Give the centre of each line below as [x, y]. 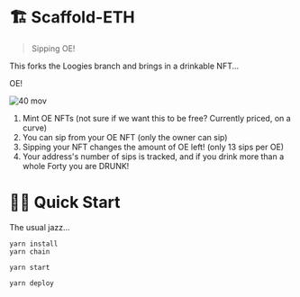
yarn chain [30, 252]
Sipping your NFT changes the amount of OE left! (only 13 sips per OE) [153, 147]
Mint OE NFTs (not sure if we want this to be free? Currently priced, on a [156, 118]
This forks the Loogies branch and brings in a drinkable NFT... [124, 66]
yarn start [30, 267]
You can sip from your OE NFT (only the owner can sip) [125, 137]
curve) [35, 128]
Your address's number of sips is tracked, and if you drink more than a [153, 156]
